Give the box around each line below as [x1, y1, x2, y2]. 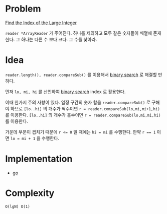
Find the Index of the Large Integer [5, 20, 77, 26]
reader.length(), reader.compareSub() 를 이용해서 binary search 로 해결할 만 [5, 72, 162, 78]
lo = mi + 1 [10, 136, 36, 141]
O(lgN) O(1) [5, 204, 30, 209]
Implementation [5, 153, 73, 165]
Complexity [5, 187, 55, 199]
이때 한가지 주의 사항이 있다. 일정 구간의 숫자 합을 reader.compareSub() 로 [5, 99, 150, 105]
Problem [5, 3, 41, 15]
